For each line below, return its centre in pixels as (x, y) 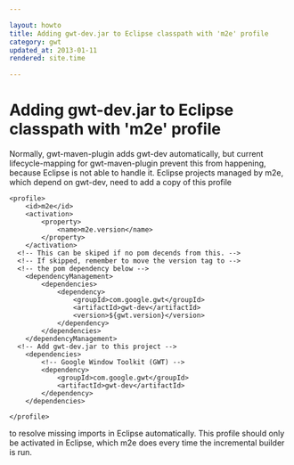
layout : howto (36, 25)
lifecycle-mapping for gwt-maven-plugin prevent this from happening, (138, 163)
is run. (21, 453)
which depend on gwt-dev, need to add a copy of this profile (121, 183)
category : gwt (36, 42)
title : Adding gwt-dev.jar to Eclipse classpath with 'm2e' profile (139, 33)
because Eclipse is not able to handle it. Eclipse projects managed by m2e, (146, 173)
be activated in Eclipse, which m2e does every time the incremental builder (147, 443)
